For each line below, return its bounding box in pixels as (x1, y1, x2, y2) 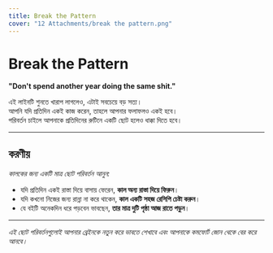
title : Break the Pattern (8, 11, 96, 20)
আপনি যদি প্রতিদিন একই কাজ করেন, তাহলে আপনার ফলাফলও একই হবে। (8, 107, 178, 116)
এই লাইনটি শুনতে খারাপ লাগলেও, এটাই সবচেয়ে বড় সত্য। (8, 97, 142, 107)
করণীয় (8, 147, 31, 161)
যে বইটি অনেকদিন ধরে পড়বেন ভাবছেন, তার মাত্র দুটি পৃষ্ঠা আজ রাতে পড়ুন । (19, 203, 190, 213)
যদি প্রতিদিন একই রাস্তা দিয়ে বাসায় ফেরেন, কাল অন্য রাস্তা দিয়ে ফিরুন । (19, 185, 180, 195)
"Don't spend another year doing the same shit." (8, 81, 176, 91)
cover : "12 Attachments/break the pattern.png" (8, 20, 173, 28)
